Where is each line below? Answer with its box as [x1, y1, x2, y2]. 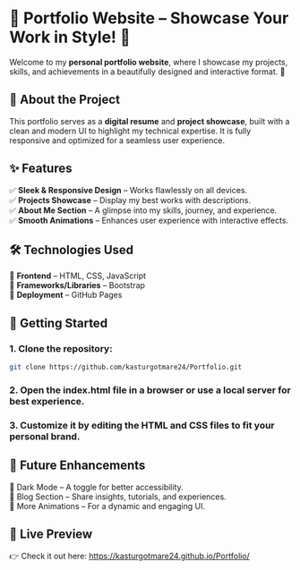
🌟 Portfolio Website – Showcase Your [9, 8, 289, 29]
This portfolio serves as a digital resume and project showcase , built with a [9, 115, 290, 126]
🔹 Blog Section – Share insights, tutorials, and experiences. [9, 491, 227, 502]
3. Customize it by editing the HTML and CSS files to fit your [9, 419, 275, 431]
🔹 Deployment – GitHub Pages [9, 290, 123, 301]
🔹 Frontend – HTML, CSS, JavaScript [9, 270, 146, 281]
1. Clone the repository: [9, 342, 114, 354]
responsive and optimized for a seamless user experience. [9, 134, 226, 146]
